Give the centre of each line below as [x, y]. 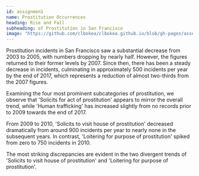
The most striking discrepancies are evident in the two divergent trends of [97, 154]
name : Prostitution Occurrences [46, 17]
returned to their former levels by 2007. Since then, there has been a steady [99, 63]
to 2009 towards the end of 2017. [46, 113]
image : [14, 34]
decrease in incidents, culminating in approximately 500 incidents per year [97, 69]
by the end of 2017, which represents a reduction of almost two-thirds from [98, 76]
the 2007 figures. [27, 82]
